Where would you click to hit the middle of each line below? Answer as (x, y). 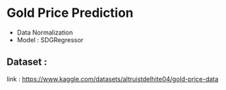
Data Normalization (45, 32)
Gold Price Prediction (70, 13)
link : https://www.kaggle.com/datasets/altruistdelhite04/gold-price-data (113, 79)
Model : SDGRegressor (50, 39)
